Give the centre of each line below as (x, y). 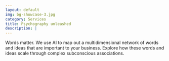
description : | (21, 28)
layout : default (22, 10)
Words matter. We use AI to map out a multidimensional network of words (82, 42)
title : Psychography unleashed (38, 24)
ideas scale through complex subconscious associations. (65, 53)
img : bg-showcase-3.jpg (30, 14)
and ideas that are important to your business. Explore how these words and (85, 48)
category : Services (26, 19)
